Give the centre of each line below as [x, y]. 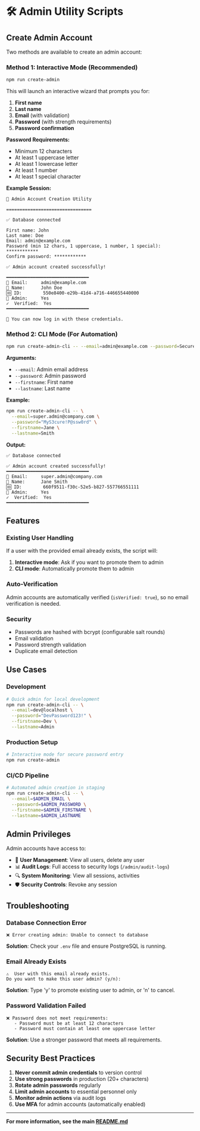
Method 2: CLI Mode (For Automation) [62, 334]
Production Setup [32, 742]
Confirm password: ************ [46, 257]
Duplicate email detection [46, 651]
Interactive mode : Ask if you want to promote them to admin [89, 562]
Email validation [34, 638]
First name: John [28, 230]
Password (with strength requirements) [63, 122]
